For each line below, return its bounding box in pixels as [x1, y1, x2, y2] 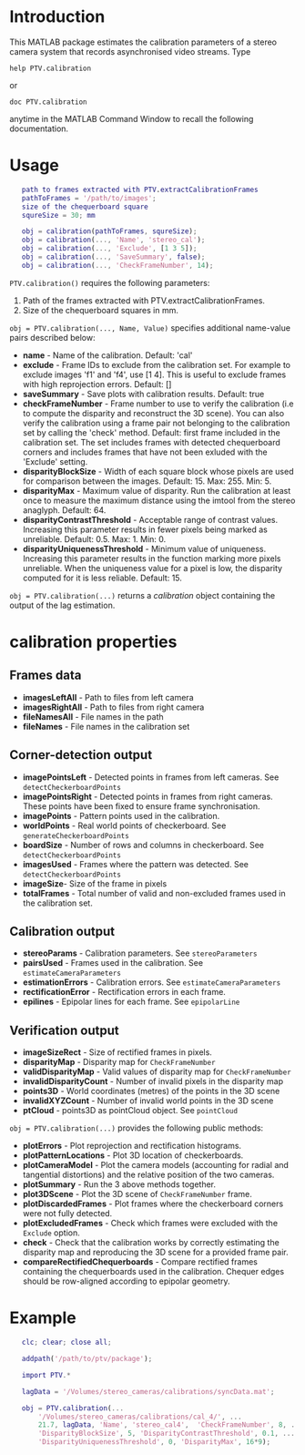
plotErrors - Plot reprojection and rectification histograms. [22, 1141, 242, 1152]
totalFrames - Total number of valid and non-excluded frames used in [22, 887, 286, 898]
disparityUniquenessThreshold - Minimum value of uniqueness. [22, 543, 267, 554]
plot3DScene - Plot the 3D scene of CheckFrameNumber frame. [22, 1189, 252, 1200]
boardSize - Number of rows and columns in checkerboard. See [22, 839, 265, 850]
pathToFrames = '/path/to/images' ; [21, 193, 157, 202]
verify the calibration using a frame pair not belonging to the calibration [22, 417, 290, 428]
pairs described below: [9, 332, 96, 343]
